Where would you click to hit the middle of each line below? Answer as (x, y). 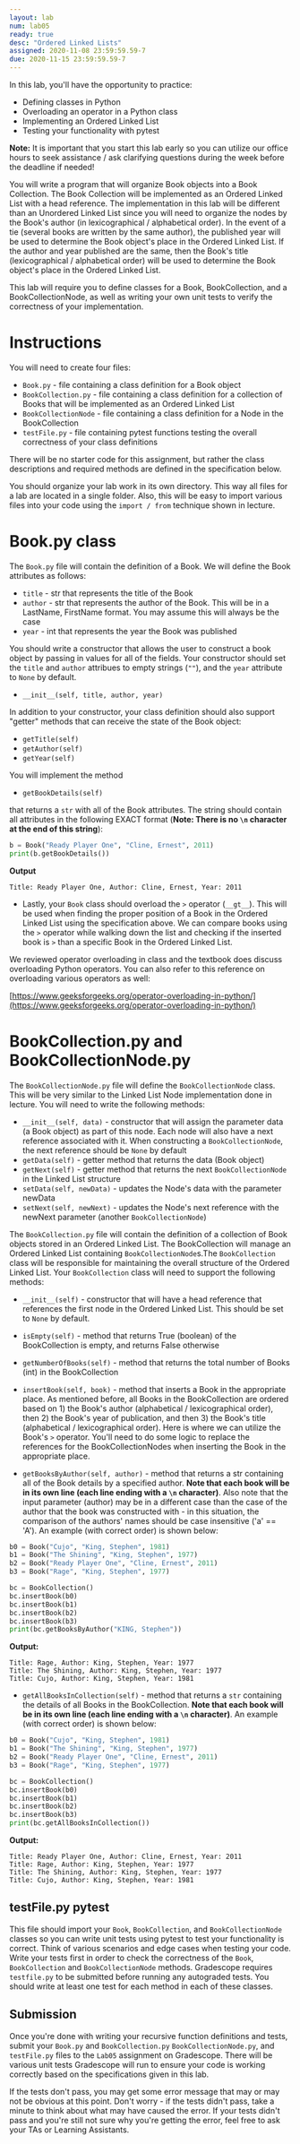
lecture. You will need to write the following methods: (107, 1104)
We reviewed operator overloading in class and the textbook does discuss (146, 959)
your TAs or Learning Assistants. (69, 2130)
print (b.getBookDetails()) (60, 853)
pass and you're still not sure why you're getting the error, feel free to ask (145, 2120)
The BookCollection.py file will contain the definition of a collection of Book (149, 1234)
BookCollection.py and (96, 1041)
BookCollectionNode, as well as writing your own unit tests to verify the (141, 297)
